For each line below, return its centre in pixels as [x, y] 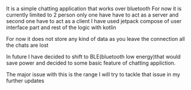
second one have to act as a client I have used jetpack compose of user [94, 21]
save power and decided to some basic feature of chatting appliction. [91, 63]
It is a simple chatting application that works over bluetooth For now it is [94, 9]
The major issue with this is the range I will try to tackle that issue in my [93, 74]
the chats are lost [27, 45]
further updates [25, 81]
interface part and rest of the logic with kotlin [61, 27]
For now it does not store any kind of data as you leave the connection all [95, 39]
